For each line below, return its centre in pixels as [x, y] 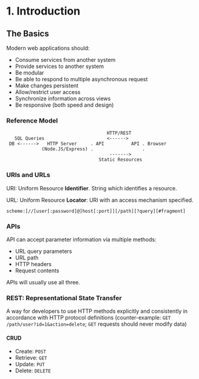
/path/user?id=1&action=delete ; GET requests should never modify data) [96, 324]
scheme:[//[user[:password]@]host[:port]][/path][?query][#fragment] [96, 211]
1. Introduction [43, 11]
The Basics [28, 34]
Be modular [29, 73]
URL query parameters [43, 251]
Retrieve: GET [31, 358]
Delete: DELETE [33, 371]
